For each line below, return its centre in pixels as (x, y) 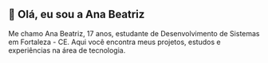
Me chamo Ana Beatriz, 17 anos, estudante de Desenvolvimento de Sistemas (134, 33)
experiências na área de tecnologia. (67, 50)
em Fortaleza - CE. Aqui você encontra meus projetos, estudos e (114, 42)
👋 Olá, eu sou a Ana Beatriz (77, 15)
